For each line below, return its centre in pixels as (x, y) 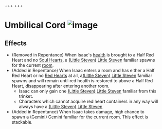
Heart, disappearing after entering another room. (61, 86)
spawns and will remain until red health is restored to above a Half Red (82, 81)
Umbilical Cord (35, 25)
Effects (16, 43)
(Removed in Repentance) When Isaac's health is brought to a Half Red (83, 55)
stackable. (22, 122)
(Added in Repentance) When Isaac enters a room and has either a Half (83, 70)
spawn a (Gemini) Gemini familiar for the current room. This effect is (80, 117)
